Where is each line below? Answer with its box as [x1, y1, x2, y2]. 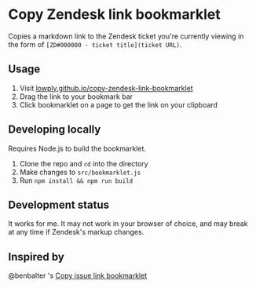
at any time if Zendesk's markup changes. [8, 228, 144, 237]
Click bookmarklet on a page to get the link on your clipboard [19, 100, 218, 109]
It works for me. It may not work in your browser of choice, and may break [8, 219, 249, 228]
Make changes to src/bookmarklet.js [19, 167, 141, 177]
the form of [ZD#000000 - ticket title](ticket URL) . [8, 39, 182, 49]
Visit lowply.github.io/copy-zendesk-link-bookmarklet [19, 83, 194, 93]
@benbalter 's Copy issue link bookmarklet [8, 271, 148, 280]
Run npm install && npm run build [19, 175, 133, 185]
